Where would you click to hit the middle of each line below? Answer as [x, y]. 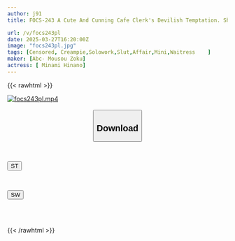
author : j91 [24, 14]
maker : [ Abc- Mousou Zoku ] [47, 59]
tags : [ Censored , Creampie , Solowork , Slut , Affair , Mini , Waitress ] [109, 52]
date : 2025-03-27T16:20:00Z [48, 39]
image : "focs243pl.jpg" [42, 46]
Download [117, 128]
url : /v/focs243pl [34, 33]
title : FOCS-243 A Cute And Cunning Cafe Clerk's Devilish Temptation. [114, 20]
